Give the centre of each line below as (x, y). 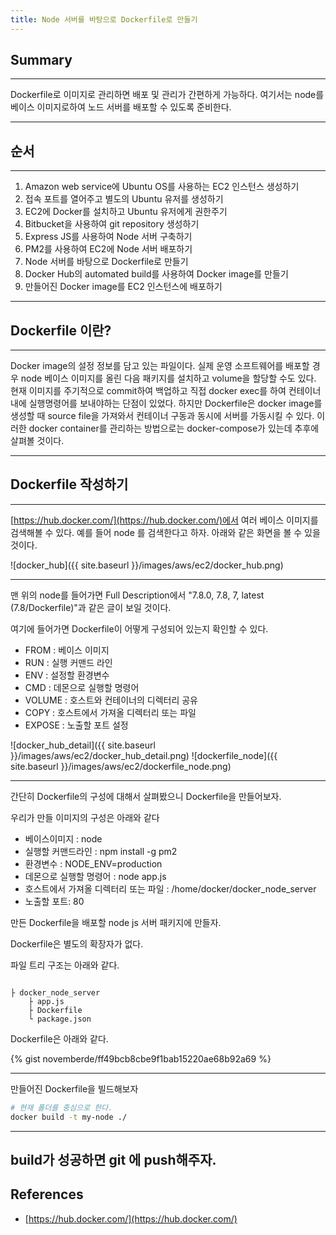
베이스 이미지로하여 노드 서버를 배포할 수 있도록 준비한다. (121, 107)
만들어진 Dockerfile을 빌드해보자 (74, 1088)
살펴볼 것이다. (37, 441)
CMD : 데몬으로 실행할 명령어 (82, 687)
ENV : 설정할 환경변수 (67, 675)
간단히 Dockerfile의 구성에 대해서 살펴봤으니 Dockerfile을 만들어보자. (146, 796)
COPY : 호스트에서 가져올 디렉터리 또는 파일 (110, 712)
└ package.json (60, 1019)
